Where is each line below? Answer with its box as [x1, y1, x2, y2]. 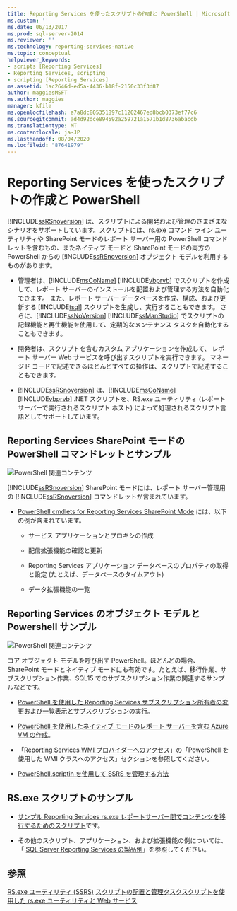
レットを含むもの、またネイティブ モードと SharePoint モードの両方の [7, 243, 211, 252]
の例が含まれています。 [17, 516, 85, 524]
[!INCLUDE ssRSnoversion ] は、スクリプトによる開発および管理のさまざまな [7, 217, 228, 226]
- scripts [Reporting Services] [7, 63, 102, 70]
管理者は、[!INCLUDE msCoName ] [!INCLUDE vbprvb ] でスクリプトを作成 [17, 277, 230, 285]
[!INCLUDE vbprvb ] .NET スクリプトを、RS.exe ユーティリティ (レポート [17, 395, 226, 403]
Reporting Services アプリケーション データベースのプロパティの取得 [28, 561, 229, 569]
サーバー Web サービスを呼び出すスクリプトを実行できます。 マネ [31, 353, 223, 361]
